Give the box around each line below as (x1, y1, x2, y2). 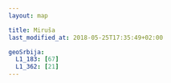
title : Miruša (8, 26, 56, 34)
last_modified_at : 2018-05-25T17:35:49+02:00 (8, 34, 163, 41)
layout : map (8, 11, 48, 20)
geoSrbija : (8, 48, 45, 56)
